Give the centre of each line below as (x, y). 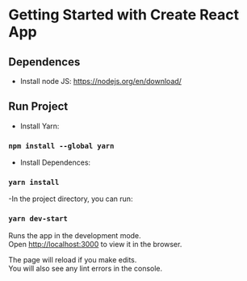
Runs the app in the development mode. (75, 235)
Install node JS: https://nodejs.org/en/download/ (100, 81)
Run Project (38, 107)
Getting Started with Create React (124, 15)
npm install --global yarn (61, 146)
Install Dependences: (55, 162)
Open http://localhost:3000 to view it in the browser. (95, 244)
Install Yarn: (40, 126)
